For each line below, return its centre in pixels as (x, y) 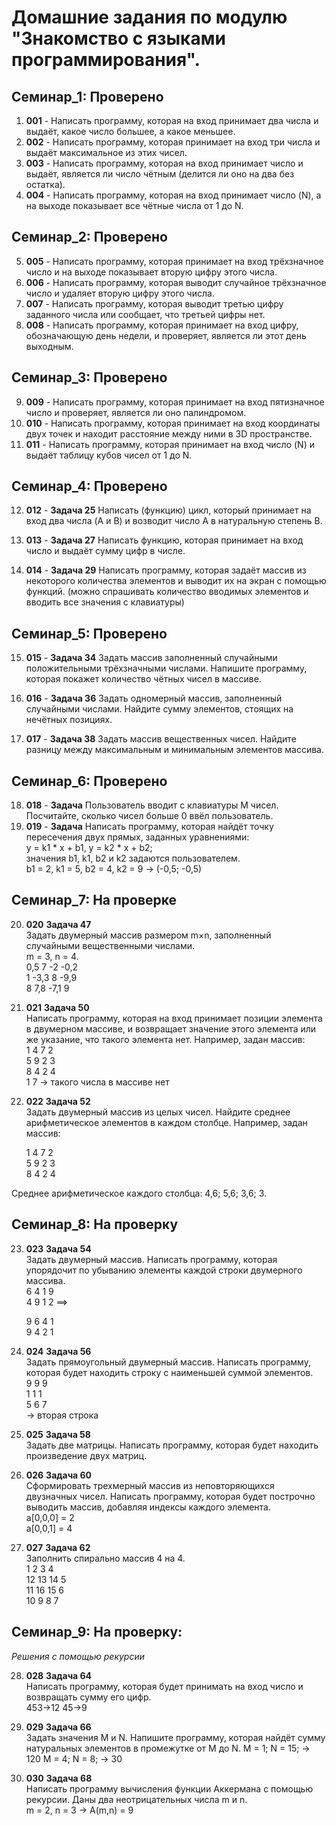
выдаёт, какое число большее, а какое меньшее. (130, 131)
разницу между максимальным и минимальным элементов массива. (174, 750)
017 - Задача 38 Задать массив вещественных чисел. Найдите (161, 739)
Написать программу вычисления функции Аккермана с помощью (169, 1788)
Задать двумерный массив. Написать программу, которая (151, 1259)
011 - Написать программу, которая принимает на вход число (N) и (170, 444)
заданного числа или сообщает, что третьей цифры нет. (145, 314)
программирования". (106, 60)
